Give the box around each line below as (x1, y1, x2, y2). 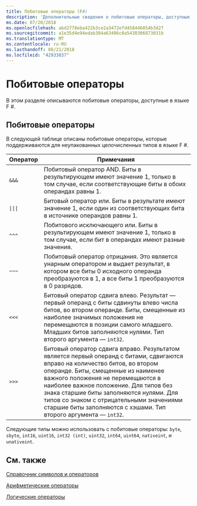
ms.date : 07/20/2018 (6, 19, 57, 25)
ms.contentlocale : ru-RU (6, 42, 67, 47)
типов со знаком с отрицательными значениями (43, 396, 183, 404)
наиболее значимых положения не (43, 313, 144, 322)
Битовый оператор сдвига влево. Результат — (43, 291, 176, 299)
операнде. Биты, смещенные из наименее (43, 367, 165, 375)
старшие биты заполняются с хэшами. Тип (43, 404, 166, 412)
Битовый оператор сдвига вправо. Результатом (43, 345, 180, 353)
